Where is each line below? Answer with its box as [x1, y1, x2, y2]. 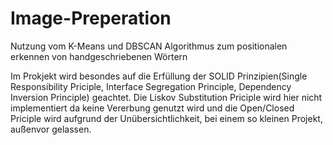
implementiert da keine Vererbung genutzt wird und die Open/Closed [10, 102, 295, 114]
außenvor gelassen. [10, 123, 92, 135]
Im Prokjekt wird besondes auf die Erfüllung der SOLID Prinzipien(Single [10, 70, 308, 82]
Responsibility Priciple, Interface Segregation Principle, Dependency [10, 80, 292, 92]
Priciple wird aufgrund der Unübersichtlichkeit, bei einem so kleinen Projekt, [10, 112, 323, 124]
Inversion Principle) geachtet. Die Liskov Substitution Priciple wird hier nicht [10, 91, 323, 103]
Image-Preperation [10, 7, 172, 30]
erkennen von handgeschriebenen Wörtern [10, 50, 188, 62]
